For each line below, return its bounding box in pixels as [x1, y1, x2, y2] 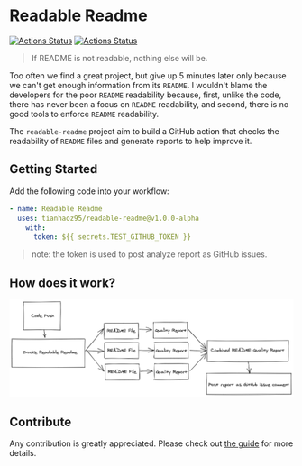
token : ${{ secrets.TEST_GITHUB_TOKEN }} [32, 233, 192, 242]
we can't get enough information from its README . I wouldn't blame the [9, 79, 268, 90]
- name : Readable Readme [9, 204, 103, 213]
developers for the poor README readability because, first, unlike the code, [9, 89, 282, 100]
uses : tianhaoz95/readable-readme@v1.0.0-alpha [17, 214, 200, 223]
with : [25, 223, 47, 233]
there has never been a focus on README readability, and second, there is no [9, 98, 289, 109]
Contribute [9, 414, 72, 429]
